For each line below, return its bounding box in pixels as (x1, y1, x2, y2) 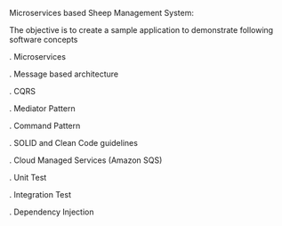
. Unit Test (9, 173, 47, 182)
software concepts (9, 35, 78, 44)
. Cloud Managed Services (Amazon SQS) (9, 155, 163, 165)
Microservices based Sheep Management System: (9, 8, 194, 18)
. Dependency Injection (9, 206, 94, 217)
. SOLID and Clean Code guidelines (9, 138, 138, 148)
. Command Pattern (9, 120, 81, 131)
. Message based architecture (9, 69, 118, 79)
